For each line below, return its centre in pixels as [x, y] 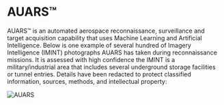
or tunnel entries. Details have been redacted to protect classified [99, 74]
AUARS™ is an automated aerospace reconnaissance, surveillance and [106, 31]
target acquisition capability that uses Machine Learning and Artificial [105, 37]
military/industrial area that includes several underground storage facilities [112, 67]
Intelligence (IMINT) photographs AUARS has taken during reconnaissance [112, 52]
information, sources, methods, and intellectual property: [87, 81]
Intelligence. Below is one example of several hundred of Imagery [99, 45]
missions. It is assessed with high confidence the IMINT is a [91, 59]
